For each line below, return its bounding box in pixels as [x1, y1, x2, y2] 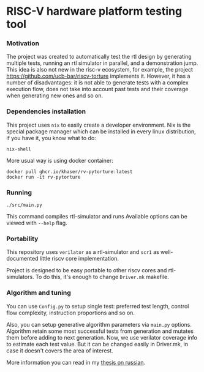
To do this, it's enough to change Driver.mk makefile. [36, 273, 170, 281]
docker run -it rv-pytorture [6, 174, 81, 180]
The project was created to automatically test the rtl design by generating [6, 53, 192, 61]
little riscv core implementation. [39, 255, 119, 262]
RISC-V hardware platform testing [6, 4, 183, 18]
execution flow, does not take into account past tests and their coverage [6, 86, 189, 93]
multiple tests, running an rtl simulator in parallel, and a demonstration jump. [6, 59, 198, 67]
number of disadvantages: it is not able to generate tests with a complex [6, 79, 189, 86]
